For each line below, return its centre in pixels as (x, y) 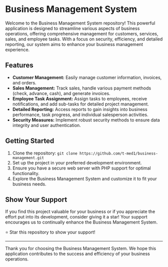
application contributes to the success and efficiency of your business (77, 254)
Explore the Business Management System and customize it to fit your (85, 178)
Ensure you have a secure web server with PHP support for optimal (81, 168)
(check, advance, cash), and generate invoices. (61, 93)
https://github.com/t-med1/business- (119, 153)
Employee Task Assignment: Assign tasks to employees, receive (80, 98)
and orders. (24, 82)
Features (19, 65)
